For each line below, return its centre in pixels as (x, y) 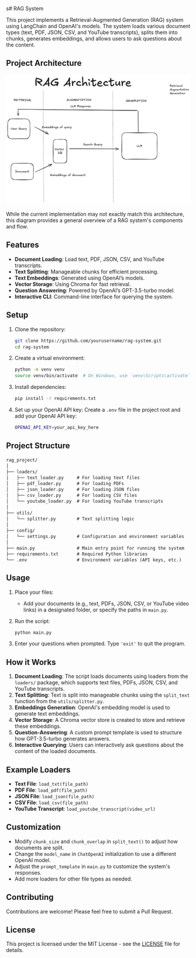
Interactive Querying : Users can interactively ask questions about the (99, 745)
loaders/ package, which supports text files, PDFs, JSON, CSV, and (96, 683)
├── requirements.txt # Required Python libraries (77, 554)
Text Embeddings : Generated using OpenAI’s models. (80, 278)
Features (23, 245)
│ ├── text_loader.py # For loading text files (73, 478)
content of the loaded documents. (56, 751)
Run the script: (32, 621)
